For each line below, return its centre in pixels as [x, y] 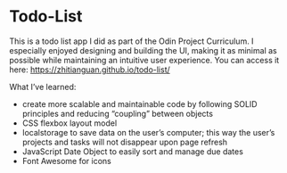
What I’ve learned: [43, 86]
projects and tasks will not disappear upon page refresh [125, 142]
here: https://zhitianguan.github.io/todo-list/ [90, 70]
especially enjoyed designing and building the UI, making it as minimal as [143, 50]
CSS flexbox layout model [70, 123]
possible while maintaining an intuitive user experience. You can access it [144, 60]
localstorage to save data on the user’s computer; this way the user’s [148, 132]
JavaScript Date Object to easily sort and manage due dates [132, 151]
